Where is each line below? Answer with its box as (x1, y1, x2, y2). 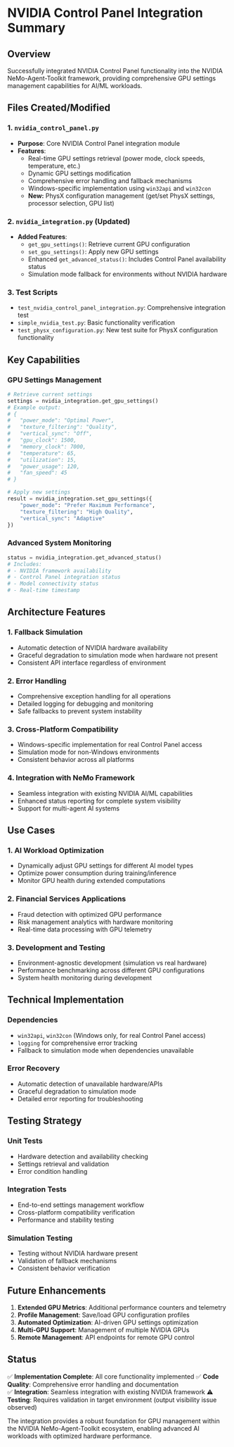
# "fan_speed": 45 (7, 470, 68, 477)
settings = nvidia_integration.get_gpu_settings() (7, 397, 159, 404)
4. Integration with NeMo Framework (7, 773, 136, 783)
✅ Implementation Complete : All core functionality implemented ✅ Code (7, 1372, 219, 1381)
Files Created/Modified (7, 102, 111, 114)
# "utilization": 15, (7, 456, 77, 463)
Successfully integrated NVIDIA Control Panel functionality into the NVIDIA (7, 67, 223, 75)
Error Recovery (7, 1063, 60, 1073)
